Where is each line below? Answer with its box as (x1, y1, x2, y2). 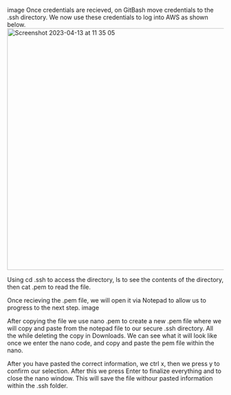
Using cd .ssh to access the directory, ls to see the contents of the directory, (7, 276, 224, 283)
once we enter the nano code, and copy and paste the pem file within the (7, 339, 214, 347)
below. (7, 21, 26, 28)
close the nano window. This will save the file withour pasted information (7, 374, 213, 382)
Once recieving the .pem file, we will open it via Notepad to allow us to (7, 296, 206, 304)
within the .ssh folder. (7, 382, 69, 389)
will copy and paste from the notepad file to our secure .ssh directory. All (7, 324, 214, 332)
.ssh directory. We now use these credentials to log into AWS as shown (7, 13, 208, 21)
